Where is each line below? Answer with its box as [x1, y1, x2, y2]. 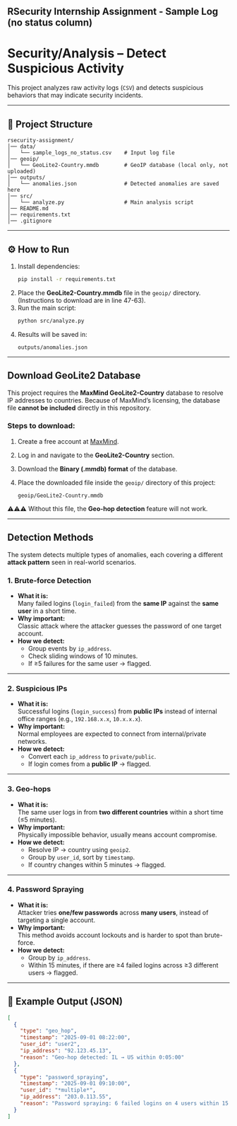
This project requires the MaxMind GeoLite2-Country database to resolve [7, 389, 224, 397]
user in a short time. [17, 607, 77, 615]
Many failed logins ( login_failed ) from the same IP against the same [17, 599, 219, 607]
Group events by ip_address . [28, 644, 111, 653]
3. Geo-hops [7, 784, 51, 794]
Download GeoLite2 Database [7, 369, 141, 381]
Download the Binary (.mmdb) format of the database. [17, 464, 178, 473]
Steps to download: [7, 421, 75, 431]
